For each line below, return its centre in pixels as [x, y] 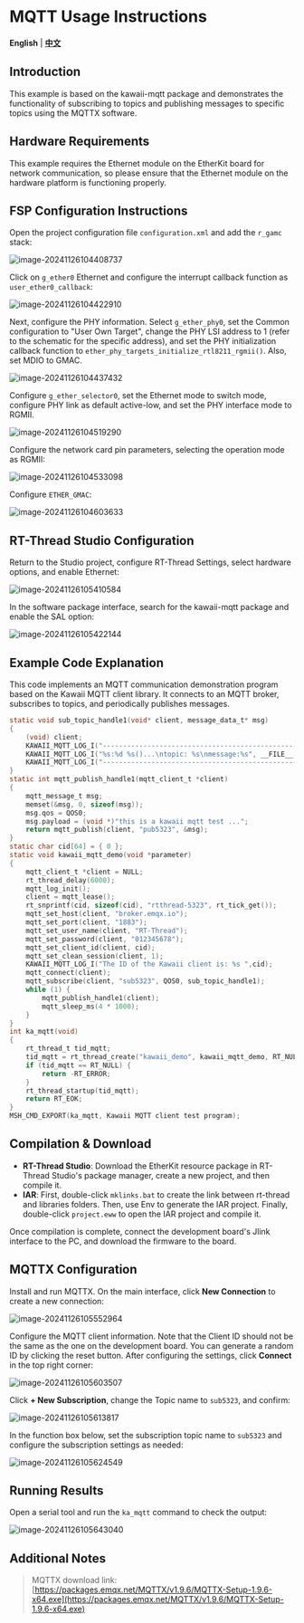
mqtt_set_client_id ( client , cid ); [90, 948]
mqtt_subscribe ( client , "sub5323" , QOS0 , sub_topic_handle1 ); [145, 981]
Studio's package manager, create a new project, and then [160, 1175]
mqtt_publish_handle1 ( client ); [101, 998]
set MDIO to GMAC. [46, 360]
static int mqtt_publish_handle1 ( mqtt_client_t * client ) [119, 779]
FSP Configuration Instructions [99, 210]
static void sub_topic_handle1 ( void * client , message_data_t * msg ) [139, 721]
